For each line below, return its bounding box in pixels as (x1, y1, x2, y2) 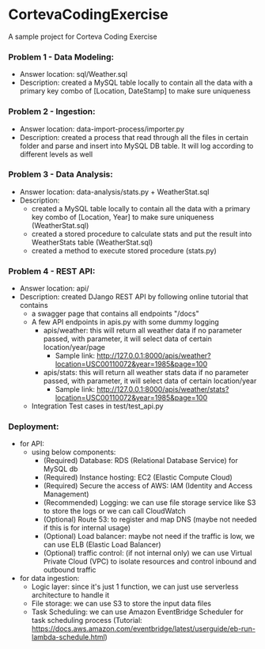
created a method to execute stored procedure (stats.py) (31, 245, 218, 255)
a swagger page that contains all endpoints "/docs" (31, 309, 199, 318)
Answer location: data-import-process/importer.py (19, 124, 184, 134)
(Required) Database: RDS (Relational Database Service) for (43, 456, 239, 465)
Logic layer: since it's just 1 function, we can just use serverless (31, 582, 239, 591)
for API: (19, 439, 45, 449)
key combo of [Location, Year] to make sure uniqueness (31, 212, 214, 222)
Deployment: (8, 421, 59, 432)
